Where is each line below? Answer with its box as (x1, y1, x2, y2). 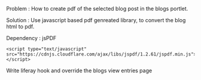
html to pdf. (6, 23, 35, 30)
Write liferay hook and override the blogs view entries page (6, 67, 153, 74)
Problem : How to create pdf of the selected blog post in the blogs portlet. (6, 5, 188, 12)
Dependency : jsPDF (6, 35, 57, 41)
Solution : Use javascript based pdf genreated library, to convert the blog (6, 17, 186, 23)
